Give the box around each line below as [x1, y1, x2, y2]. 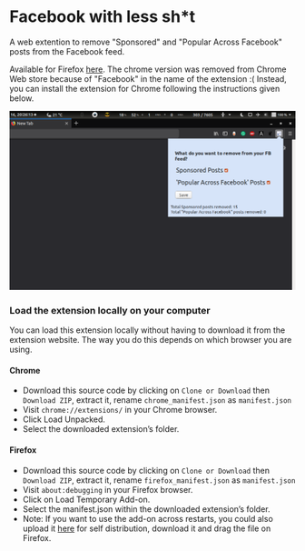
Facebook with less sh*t [9, 6, 196, 27]
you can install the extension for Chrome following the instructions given [9, 83, 280, 94]
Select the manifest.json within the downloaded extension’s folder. [22, 503, 271, 515]
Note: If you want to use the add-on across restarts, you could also [22, 513, 274, 524]
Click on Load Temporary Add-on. [22, 494, 151, 505]
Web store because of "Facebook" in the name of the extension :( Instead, [9, 73, 288, 84]
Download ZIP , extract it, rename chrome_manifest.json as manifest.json [22, 395, 292, 406]
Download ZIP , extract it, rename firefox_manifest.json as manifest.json [22, 475, 296, 486]
